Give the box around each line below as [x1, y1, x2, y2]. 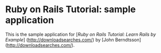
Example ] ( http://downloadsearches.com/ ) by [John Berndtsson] [5, 37, 141, 43]
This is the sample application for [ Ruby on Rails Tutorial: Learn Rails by [5, 31, 156, 37]
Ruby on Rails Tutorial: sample [5, 4, 136, 15]
